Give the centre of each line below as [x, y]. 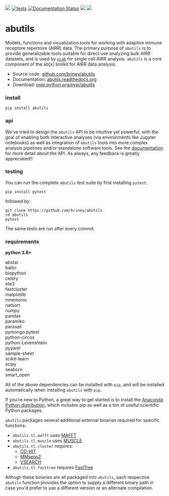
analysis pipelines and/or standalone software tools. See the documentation [84, 148]
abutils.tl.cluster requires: [43, 446]
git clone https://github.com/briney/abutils [54, 210]
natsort [13, 305]
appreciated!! [19, 158]
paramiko [15, 321]
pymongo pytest [22, 332]
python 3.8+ [18, 253]
